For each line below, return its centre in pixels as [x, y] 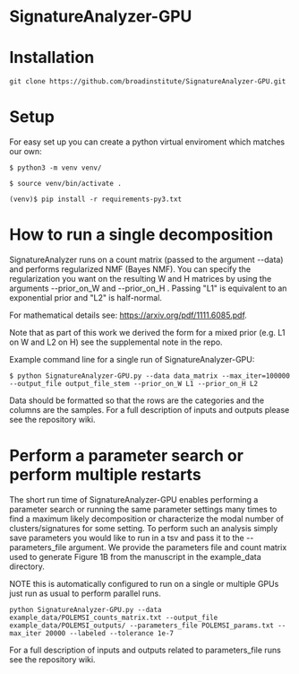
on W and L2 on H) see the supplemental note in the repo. [116, 342]
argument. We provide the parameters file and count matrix [178, 547]
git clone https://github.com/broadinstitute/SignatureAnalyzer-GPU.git [148, 82]
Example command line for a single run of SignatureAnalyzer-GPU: [132, 359]
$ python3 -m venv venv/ [56, 168]
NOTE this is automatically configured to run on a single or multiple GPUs [144, 583]
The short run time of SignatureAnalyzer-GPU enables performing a [134, 499]
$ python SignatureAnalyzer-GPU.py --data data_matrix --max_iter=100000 [150, 376]
